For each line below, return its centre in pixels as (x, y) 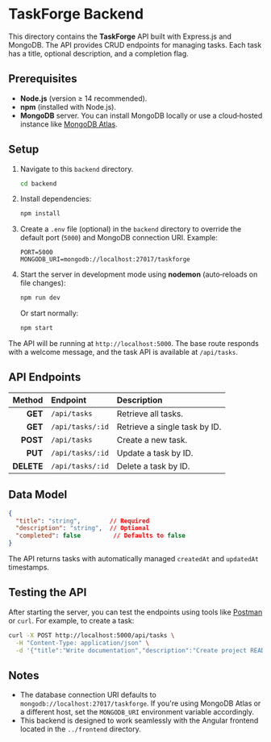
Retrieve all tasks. (150, 414)
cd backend (38, 183)
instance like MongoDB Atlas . (69, 124)
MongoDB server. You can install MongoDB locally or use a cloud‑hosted (141, 115)
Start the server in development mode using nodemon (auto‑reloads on (139, 274)
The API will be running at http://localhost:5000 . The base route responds (134, 344)
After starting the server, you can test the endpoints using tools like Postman (135, 612)
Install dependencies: (56, 199)
